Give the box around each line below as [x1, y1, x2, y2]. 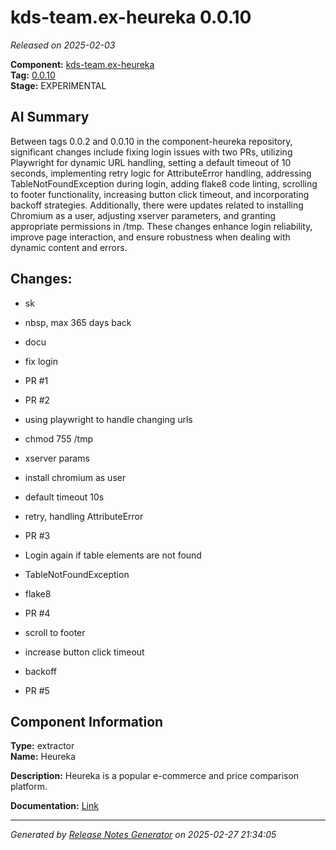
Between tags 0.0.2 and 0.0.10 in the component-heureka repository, [10, 135, 293, 147]
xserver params [24, 452, 90, 464]
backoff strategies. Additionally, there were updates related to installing [10, 199, 304, 211]
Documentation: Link [10, 800, 99, 812]
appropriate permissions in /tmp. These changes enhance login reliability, [10, 220, 313, 232]
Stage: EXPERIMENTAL [10, 79, 107, 91]
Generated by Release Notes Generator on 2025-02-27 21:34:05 [10, 829, 277, 841]
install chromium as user [24, 471, 127, 483]
